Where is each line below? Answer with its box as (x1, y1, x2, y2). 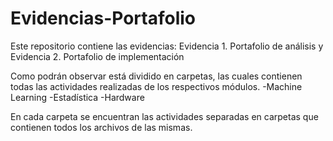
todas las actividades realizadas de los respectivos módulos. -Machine (10, 80, 303, 92)
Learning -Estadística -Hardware (10, 91, 145, 103)
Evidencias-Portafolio (10, 7, 196, 30)
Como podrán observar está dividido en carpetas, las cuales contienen (10, 70, 303, 82)
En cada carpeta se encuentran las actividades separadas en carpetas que (10, 110, 319, 122)
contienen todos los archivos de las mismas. (10, 121, 193, 133)
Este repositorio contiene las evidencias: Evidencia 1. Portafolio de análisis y (10, 40, 324, 52)
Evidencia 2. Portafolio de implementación (10, 50, 185, 62)
